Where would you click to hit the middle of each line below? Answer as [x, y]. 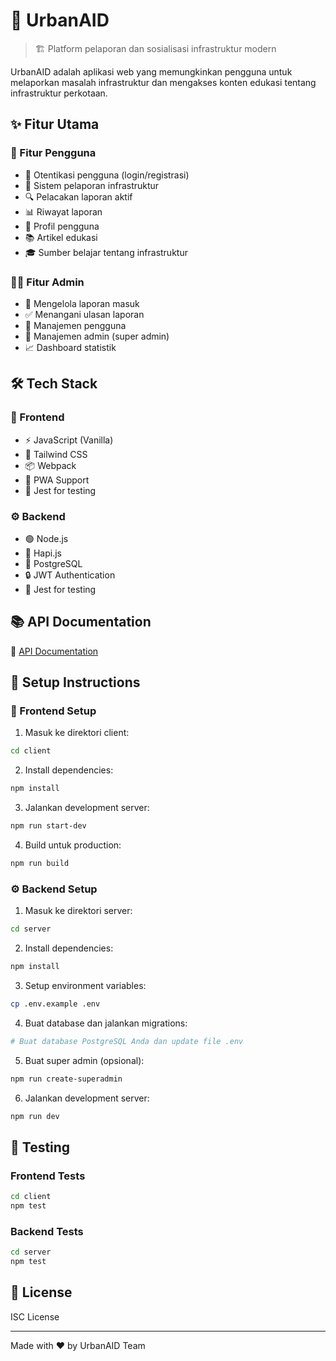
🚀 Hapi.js [43, 553]
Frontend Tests [48, 1176]
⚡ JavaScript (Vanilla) [69, 440]
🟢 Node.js [46, 538]
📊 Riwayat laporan [63, 211]
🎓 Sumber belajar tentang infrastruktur [106, 252]
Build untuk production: [73, 845]
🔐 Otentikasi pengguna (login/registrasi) [107, 175]
